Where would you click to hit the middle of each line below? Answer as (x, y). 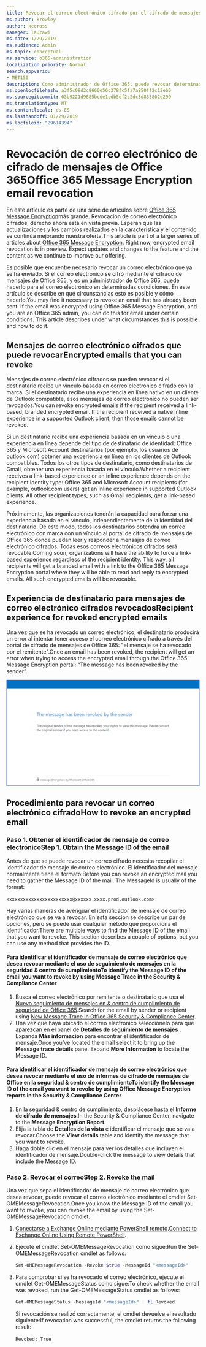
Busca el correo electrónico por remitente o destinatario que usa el (100, 997)
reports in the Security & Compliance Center (64, 1096)
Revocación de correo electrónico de (102, 154)
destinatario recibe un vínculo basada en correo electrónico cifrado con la (100, 386)
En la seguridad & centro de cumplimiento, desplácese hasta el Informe (106, 1109)
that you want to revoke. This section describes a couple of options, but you (102, 937)
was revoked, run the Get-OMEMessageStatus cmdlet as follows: (97, 1290)
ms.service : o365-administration (49, 58)
